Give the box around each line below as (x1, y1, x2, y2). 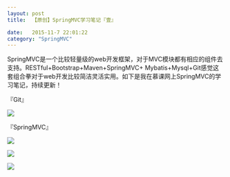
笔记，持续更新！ (12, 81, 62, 90)
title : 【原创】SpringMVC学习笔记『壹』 (7, 17, 117, 23)
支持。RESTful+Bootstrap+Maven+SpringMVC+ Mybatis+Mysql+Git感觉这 (7, 63, 220, 72)
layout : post (7, 10, 45, 17)
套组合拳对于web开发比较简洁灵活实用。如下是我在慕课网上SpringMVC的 (7, 72, 215, 81)
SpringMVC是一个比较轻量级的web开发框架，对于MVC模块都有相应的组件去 (7, 55, 223, 63)
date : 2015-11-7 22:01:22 (7, 29, 88, 36)
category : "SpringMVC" (7, 35, 73, 42)
